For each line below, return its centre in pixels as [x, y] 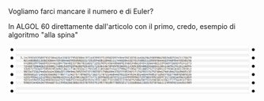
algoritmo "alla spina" [43, 35]
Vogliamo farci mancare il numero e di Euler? [81, 11]
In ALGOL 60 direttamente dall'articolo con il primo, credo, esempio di [122, 26]
